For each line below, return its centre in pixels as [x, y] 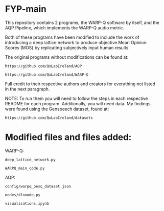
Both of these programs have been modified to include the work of [72, 37]
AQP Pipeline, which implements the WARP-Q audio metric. [65, 27]
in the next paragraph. [27, 89]
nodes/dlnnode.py [23, 195]
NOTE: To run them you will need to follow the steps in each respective [77, 98]
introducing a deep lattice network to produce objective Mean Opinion [76, 42]
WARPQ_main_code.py [25, 168]
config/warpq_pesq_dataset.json [38, 186]
